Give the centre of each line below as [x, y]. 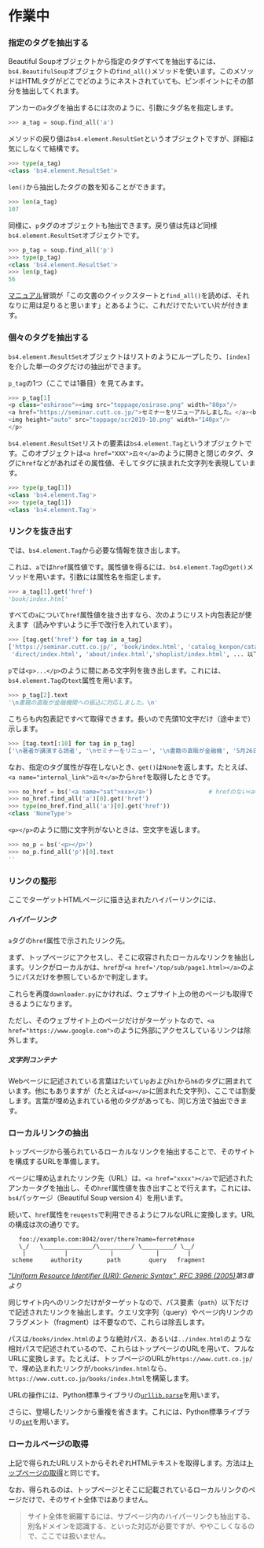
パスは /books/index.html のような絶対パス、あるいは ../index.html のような [130, 1339]
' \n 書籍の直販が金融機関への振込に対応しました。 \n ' [83, 703]
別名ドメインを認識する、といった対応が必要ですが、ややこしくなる [137, 1526]
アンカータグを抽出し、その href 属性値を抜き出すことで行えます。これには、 [132, 1188]
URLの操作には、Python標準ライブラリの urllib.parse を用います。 [116, 1395]
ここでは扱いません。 [75, 1535]
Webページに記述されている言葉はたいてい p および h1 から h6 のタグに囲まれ [127, 1080]
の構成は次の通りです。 [46, 1225]
